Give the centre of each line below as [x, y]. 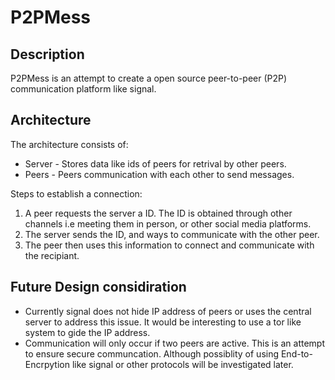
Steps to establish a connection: [76, 193]
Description [47, 54]
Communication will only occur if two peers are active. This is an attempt [174, 343]
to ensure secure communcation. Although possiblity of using [152, 353]
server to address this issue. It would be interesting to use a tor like [163, 322]
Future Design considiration [98, 287]
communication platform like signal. [83, 89]
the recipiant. [52, 255]
